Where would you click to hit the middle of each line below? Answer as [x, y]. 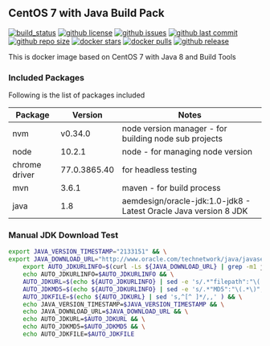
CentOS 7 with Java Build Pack [86, 13]
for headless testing [160, 170]
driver [23, 175]
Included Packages [47, 77]
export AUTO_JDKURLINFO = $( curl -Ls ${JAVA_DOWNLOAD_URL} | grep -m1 [140, 267]
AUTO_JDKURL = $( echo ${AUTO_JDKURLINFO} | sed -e [106, 282]
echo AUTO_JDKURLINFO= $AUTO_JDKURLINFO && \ [98, 274]
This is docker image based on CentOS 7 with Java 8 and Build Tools [122, 56]
